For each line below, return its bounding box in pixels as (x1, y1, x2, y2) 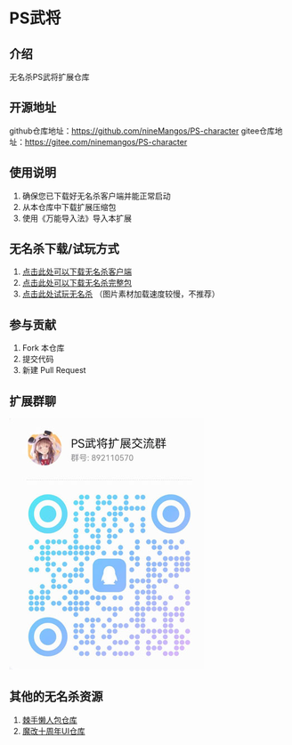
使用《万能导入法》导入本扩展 (21, 213, 132, 223)
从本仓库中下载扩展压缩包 (21, 201, 117, 212)
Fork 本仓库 (21, 343, 65, 353)
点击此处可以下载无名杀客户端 (21, 266, 132, 277)
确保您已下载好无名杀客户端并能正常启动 (21, 190, 171, 201)
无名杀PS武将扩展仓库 (9, 72, 90, 82)
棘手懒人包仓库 (21, 714, 77, 725)
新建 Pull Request (21, 365, 86, 376)
